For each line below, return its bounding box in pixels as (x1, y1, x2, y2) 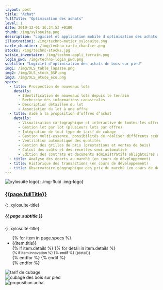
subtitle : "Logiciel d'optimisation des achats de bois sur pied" (5, 61, 142, 66)
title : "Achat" (5, 12, 36, 17)
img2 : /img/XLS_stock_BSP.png (5, 71, 66, 75)
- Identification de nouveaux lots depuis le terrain (17, 93, 130, 98)
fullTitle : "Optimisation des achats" (5, 16, 83, 21)
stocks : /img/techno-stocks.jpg (5, 48, 70, 53)
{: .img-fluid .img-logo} (37, 179, 84, 185)
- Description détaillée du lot (17, 102, 83, 107)
